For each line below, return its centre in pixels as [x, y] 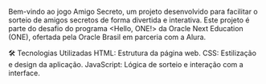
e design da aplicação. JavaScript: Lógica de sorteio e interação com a [126, 64]
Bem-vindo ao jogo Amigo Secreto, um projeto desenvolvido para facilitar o [133, 12]
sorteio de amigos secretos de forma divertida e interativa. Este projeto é [129, 20]
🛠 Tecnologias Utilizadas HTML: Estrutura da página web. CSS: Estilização [133, 53]
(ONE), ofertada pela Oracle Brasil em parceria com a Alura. [107, 37]
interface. [24, 73]
